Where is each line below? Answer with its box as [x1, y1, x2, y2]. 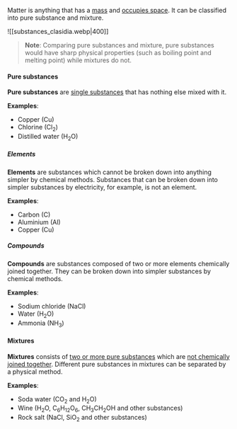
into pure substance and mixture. [7, 13, 104, 22]
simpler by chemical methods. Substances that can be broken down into [7, 175, 218, 183]
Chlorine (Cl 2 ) [17, 123, 59, 133]
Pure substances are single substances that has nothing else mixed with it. [7, 88, 227, 96]
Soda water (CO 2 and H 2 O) [17, 394, 97, 405]
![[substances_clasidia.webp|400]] [7, 28, 109, 35]
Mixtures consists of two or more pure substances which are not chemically [7, 352, 230, 360]
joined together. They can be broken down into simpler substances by [7, 267, 211, 275]
